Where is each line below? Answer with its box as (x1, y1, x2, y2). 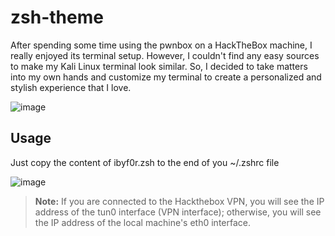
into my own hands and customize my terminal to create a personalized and (10, 71, 322, 83)
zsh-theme (10, 6, 104, 29)
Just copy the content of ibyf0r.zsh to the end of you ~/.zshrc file (10, 156, 280, 168)
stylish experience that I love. (10, 81, 132, 93)
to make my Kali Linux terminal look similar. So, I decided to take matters (10, 60, 308, 72)
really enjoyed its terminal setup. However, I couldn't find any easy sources (10, 49, 320, 61)
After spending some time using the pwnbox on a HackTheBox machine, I (10, 39, 313, 51)
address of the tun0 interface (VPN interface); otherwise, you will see (34, 206, 322, 218)
